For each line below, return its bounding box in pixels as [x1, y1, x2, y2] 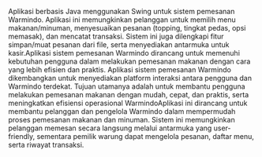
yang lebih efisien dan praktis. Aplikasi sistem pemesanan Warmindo [8, 65, 231, 74]
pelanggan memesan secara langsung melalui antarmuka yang [8, 123, 212, 133]
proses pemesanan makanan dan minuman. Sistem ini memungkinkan [8, 115, 235, 124]
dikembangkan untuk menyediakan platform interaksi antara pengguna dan [8, 74, 253, 82]
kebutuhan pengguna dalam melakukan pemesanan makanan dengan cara [8, 57, 251, 66]
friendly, [8, 132, 36, 141]
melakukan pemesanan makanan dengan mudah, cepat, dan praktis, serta [8, 90, 249, 99]
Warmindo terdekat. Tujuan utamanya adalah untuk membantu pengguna [8, 82, 246, 91]
